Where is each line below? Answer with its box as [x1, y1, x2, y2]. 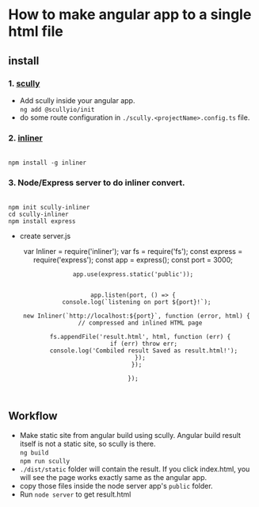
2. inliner [8, 133, 44, 144]
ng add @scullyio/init [19, 106, 95, 113]
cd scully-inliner [8, 210, 69, 219]
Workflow [8, 409, 58, 423]
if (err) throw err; [109, 340, 178, 348]
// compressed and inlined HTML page [78, 319, 203, 327]
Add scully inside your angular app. [19, 95, 135, 105]
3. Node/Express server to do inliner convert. [8, 177, 185, 188]
